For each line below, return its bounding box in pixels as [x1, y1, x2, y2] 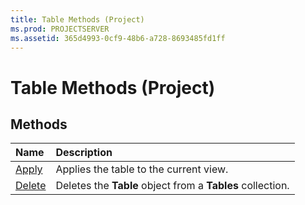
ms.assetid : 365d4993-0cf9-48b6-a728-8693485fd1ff [10, 33, 226, 43]
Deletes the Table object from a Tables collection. [55, 179, 290, 193]
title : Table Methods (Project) [10, 14, 145, 25]
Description [55, 146, 113, 160]
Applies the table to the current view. [55, 162, 229, 176]
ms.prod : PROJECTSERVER [10, 24, 110, 34]
